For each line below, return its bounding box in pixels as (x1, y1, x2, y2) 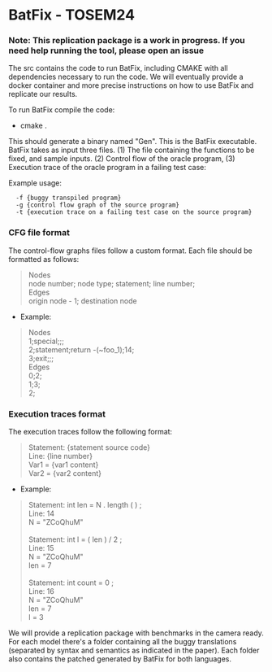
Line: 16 (28, 587, 54, 596)
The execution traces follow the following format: (8, 427, 173, 437)
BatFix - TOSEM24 (8, 6, 136, 24)
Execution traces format (8, 408, 106, 420)
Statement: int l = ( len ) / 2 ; (28, 535, 123, 544)
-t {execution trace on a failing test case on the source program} (15, 208, 253, 216)
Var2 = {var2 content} (28, 469, 102, 478)
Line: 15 (28, 543, 54, 553)
